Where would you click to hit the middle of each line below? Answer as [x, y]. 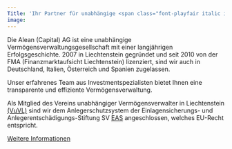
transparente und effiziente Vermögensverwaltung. [80, 90]
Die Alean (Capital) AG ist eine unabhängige [70, 39]
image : [17, 20]
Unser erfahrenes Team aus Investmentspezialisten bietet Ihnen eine [105, 82]
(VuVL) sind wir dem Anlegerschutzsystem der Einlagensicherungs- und [110, 110]
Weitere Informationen [39, 138]
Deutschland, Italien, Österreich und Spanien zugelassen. [89, 69]
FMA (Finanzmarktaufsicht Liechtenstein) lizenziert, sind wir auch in [104, 61]
